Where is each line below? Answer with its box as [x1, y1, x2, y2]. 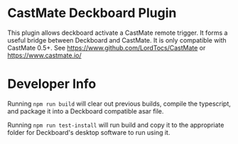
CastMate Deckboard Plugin [7, 5, 177, 21]
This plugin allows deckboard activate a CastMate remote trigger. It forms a [7, 28, 228, 37]
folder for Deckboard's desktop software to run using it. [7, 128, 171, 136]
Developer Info [7, 76, 97, 92]
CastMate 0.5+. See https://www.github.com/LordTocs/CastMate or [7, 43, 206, 52]
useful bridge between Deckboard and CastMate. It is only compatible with [7, 35, 227, 44]
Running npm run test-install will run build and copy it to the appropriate [7, 121, 225, 129]
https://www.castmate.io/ [7, 51, 82, 60]
